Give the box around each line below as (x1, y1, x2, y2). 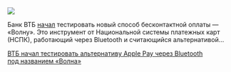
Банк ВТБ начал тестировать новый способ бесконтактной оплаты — (7, 21, 219, 29)
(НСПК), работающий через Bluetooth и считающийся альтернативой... (7, 36, 225, 43)
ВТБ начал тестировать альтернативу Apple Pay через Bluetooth (7, 49, 203, 58)
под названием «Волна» (7, 57, 82, 65)
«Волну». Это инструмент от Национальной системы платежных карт (7, 28, 220, 36)
